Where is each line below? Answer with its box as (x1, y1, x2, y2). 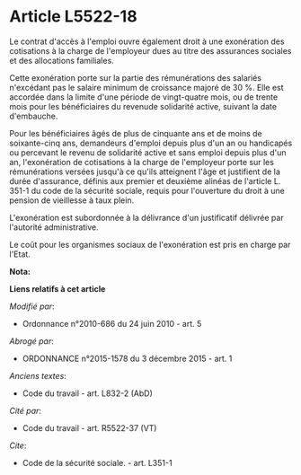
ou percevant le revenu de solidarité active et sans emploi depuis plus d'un (9, 146, 287, 158)
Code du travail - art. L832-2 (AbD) (22, 388, 153, 399)
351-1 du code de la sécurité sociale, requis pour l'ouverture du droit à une (9, 185, 285, 196)
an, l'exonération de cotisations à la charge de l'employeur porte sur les (9, 156, 274, 167)
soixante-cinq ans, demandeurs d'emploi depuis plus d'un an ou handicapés (9, 137, 293, 148)
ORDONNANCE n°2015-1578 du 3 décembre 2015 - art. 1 (22, 353, 233, 364)
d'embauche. (9, 110, 58, 121)
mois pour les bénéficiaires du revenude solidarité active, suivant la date (9, 101, 277, 111)
